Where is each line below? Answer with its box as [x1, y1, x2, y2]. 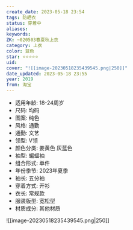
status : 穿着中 [6, 20, 42, 26]
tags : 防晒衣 [6, 14, 36, 21]
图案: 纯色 [14, 114, 40, 121]
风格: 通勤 [14, 122, 40, 129]
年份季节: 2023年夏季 [14, 167, 69, 174]
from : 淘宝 [6, 82, 32, 88]
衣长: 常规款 [14, 190, 45, 197]
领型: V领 [14, 137, 38, 144]
